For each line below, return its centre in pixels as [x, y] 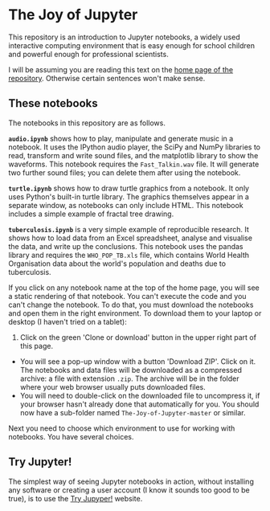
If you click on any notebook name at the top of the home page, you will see [134, 288]
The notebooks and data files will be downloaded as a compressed [131, 370]
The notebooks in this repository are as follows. [87, 123]
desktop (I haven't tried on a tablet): [67, 321]
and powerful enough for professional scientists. [88, 54]
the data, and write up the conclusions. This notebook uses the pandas [126, 246]
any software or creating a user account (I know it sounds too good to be [129, 490]
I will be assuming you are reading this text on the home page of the [121, 69]
